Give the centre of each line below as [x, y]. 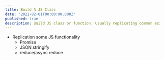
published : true [22, 19]
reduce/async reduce [41, 53]
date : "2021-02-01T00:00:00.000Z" [41, 14]
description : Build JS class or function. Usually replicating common [79, 23]
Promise [28, 42]
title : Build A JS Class [30, 10]
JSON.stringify [34, 47]
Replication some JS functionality [46, 37]
